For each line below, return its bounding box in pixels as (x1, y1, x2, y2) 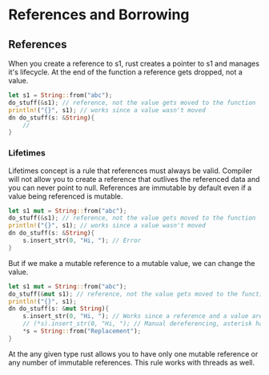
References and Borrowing (8, 6, 190, 24)
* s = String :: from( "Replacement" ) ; (22, 327, 142, 336)
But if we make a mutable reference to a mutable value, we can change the (8, 258, 255, 268)
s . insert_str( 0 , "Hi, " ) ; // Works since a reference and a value (22, 312, 249, 321)
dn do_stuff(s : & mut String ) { (8, 304, 110, 313)
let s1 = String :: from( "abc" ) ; (8, 91, 113, 99)
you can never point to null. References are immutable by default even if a (8, 183, 252, 192)
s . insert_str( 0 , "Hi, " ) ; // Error (22, 236, 142, 245)
